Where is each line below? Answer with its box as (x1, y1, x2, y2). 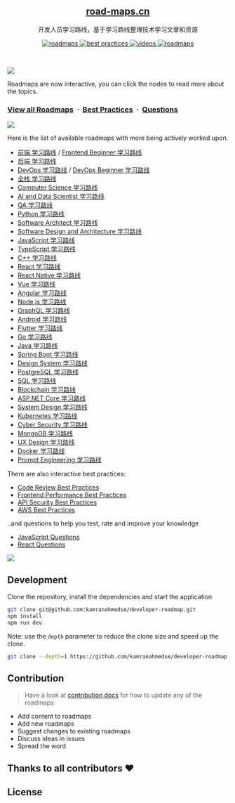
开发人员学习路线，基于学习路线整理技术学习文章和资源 (38, 25, 198, 34)
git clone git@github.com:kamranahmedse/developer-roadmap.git (7, 606, 196, 613)
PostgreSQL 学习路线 (17, 368, 79, 377)
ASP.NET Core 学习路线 (17, 394, 86, 403)
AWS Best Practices (17, 506, 76, 514)
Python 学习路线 (17, 210, 65, 218)
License (7, 786, 43, 798)
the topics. (7, 87, 39, 96)
